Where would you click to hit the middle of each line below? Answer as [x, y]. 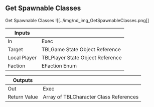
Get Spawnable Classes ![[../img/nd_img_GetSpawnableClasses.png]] [77, 20]
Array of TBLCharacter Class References [91, 96]
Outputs [23, 80]
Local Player [22, 57]
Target [16, 49]
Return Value [23, 96]
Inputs [22, 33]
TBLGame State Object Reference [81, 49]
